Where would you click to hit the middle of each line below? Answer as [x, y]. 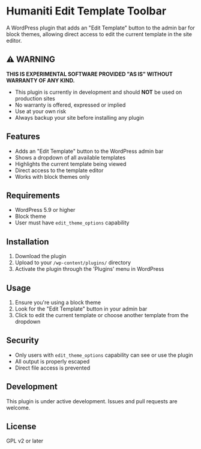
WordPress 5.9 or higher [45, 210]
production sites [35, 98]
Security [22, 340]
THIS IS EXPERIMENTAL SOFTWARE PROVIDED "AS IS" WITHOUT [89, 74]
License [21, 426]
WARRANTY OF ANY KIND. [40, 80]
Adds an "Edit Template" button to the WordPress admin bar [89, 151]
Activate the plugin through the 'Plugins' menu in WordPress [89, 269]
